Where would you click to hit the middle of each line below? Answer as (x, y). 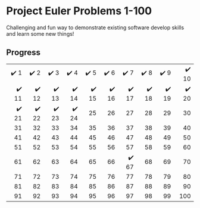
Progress (23, 53)
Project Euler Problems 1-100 (79, 11)
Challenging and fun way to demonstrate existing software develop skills (95, 27)
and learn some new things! (40, 33)
